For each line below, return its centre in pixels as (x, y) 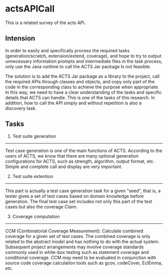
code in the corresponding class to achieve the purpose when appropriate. (82, 87)
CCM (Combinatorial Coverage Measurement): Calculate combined (74, 231)
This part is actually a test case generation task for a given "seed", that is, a (83, 191)
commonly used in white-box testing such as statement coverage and (77, 252)
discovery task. (21, 108)
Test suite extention (33, 176)
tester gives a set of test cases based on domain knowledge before (74, 196)
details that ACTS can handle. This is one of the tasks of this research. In (80, 97)
